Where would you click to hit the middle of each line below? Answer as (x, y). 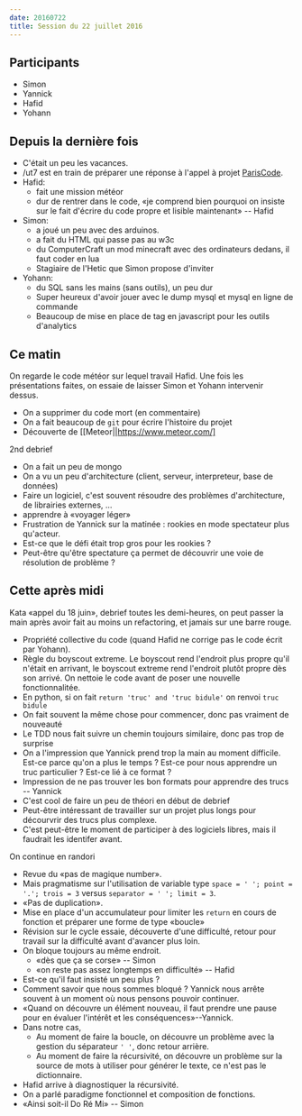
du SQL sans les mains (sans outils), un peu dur (124, 288)
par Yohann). (46, 649)
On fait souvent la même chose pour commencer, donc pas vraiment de (156, 714)
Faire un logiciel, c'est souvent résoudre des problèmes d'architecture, (154, 495)
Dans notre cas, (52, 1027)
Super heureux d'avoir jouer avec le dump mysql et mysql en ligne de (165, 297)
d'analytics (56, 326)
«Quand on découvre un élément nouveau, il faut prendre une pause (150, 1008)
